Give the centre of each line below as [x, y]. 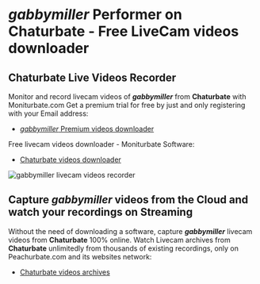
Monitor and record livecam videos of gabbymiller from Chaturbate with [127, 96]
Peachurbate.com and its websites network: [80, 256]
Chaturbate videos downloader [70, 159]
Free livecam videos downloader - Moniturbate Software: [101, 144]
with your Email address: [48, 113]
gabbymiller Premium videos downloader [87, 129]
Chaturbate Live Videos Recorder [92, 77]
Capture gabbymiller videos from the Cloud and [128, 200]
